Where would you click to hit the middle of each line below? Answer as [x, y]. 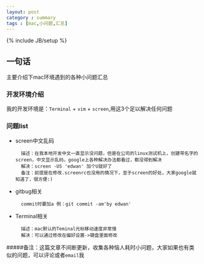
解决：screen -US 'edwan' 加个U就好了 [67, 166]
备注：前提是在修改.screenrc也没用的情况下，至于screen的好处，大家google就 [109, 173]
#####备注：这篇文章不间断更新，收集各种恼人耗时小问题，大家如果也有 [98, 247]
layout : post [23, 12]
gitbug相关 [29, 191]
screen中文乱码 [35, 140]
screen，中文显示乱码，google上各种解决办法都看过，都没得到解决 [88, 160]
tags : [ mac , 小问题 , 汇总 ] [37, 23]
